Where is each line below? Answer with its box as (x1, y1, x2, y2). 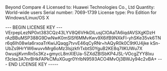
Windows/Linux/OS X (5, 15, 49, 20)
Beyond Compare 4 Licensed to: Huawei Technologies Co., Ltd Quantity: (5, 4, 155, 10)
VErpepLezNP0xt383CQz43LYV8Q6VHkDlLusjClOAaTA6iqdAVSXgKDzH (5, 30, 155, 35)
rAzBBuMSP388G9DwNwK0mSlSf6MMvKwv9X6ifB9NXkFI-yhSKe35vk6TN (5, 35, 161, 41)
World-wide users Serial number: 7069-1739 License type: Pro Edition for (5, 9, 157, 15)
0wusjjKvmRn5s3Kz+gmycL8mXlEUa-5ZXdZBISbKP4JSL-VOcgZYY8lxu (5, 51, 154, 57)
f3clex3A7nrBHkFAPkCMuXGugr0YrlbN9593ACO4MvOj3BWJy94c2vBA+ (5, 56, 157, 62)
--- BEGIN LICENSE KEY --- (5, 24, 63, 30)
